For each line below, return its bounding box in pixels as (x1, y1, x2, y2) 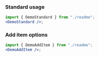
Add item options (5, 31, 48, 38)
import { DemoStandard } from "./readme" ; (5, 15, 95, 20)
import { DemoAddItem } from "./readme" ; (5, 42, 93, 48)
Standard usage (5, 3, 45, 10)
